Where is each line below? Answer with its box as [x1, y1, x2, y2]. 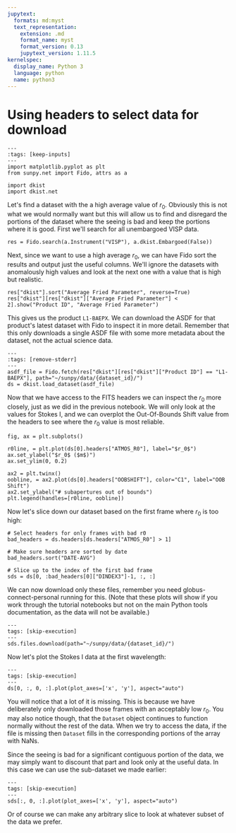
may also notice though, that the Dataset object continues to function [7, 714, 208, 723]
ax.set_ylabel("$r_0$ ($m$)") [7, 451, 97, 458]
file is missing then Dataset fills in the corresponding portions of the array [7, 729, 221, 738]
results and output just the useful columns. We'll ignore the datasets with [7, 260, 219, 269]
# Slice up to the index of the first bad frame [7, 567, 153, 574]
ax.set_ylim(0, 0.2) [7, 458, 68, 465]
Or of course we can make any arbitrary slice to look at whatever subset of [7, 810, 225, 819]
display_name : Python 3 [13, 63, 83, 70]
